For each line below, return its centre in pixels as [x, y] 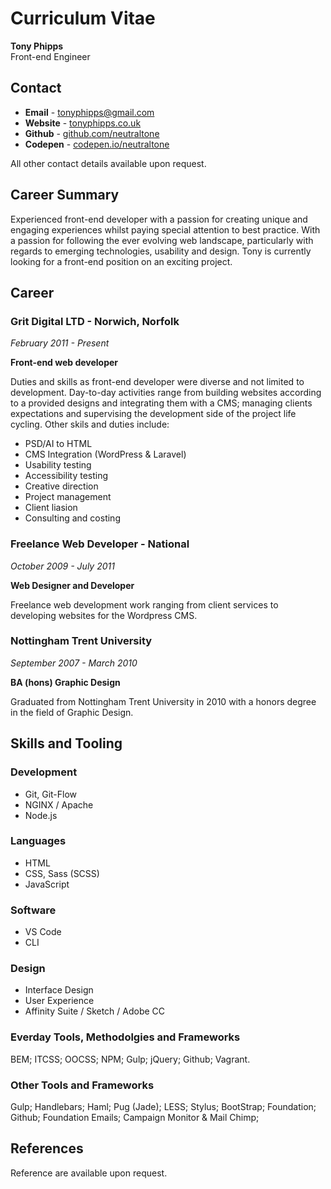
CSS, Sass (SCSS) [62, 873]
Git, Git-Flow [51, 794]
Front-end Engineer [50, 56]
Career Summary [65, 195]
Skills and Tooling [66, 743]
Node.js [41, 815]
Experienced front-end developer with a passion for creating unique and [159, 219]
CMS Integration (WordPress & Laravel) [105, 454]
